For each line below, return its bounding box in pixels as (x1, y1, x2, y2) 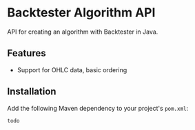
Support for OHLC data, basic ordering (17, 65, 127, 74)
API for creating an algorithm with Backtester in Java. (7, 28, 158, 36)
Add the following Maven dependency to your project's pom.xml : (7, 104, 189, 112)
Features (7, 47, 46, 59)
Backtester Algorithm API (7, 5, 156, 21)
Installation (7, 86, 57, 98)
